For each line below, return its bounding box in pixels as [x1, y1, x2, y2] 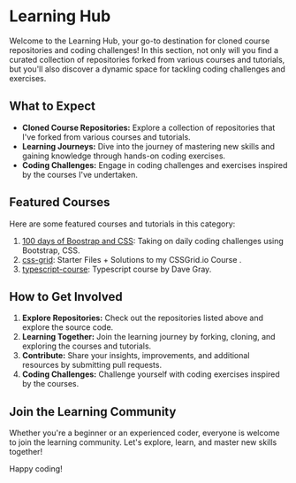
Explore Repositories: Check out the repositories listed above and [21, 312, 263, 324]
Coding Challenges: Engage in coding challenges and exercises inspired [21, 159, 288, 170]
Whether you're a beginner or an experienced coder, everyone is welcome [9, 427, 280, 439]
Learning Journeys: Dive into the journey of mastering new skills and [21, 141, 276, 151]
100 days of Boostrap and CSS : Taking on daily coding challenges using [21, 235, 285, 246]
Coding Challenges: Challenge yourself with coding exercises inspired [21, 369, 280, 379]
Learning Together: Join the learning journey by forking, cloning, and [21, 332, 276, 342]
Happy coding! [9, 464, 64, 474]
